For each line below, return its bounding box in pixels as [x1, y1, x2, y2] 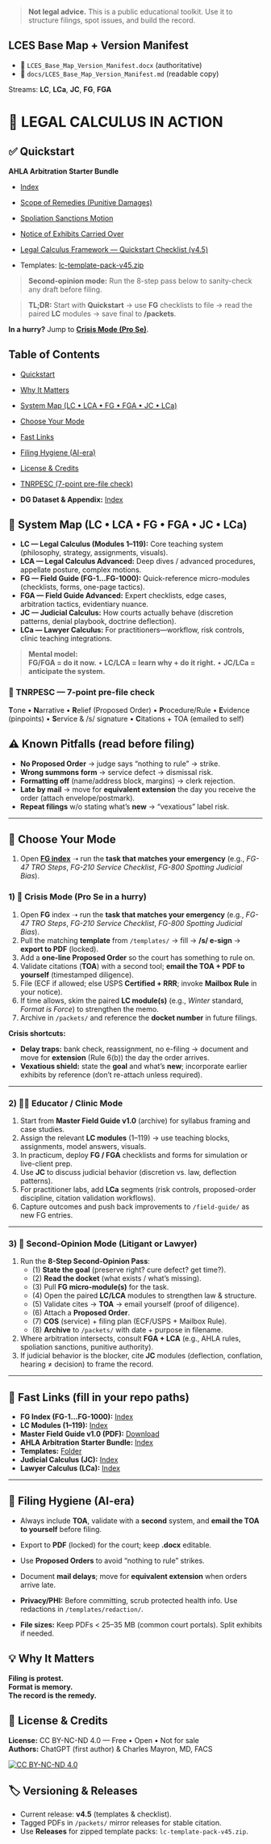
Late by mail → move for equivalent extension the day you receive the [19, 784, 256, 794]
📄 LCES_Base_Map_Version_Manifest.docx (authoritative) [19, 60, 202, 69]
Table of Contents [8, 347, 101, 362]
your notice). [19, 987, 63, 996]
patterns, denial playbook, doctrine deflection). [19, 617, 177, 626]
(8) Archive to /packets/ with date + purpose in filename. [31, 1325, 223, 1335]
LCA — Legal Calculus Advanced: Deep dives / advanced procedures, [19, 557, 256, 566]
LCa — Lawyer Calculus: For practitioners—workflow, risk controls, [19, 625, 244, 635]
